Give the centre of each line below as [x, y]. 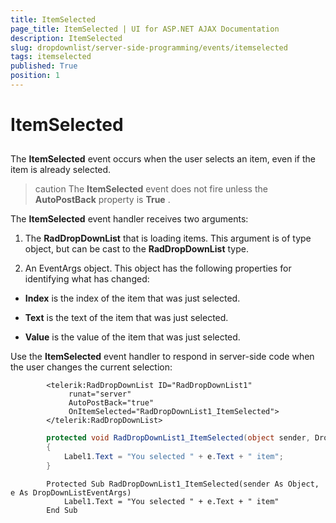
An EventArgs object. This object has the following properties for [158, 268]
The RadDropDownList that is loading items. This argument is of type [168, 238]
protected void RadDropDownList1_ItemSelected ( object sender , [178, 438]
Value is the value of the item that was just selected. [132, 337]
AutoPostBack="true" [111, 403]
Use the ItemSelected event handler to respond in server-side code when [162, 357]
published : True [44, 66]
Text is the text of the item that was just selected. [126, 318]
